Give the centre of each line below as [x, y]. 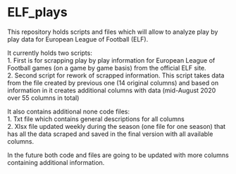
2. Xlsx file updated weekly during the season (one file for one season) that [117, 126]
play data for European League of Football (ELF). [78, 39]
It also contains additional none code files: [69, 111]
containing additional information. [56, 162]
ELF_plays [38, 12]
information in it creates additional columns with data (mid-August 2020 [112, 90]
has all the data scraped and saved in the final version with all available [110, 134]
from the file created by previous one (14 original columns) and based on [113, 82]
